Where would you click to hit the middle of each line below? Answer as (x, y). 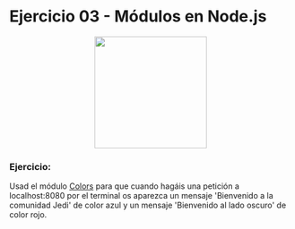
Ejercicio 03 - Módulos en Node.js (138, 17)
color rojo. (28, 215)
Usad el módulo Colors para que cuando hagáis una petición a (125, 186)
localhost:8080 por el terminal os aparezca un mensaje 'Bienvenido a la (141, 196)
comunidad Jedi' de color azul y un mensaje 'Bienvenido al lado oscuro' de (148, 205)
